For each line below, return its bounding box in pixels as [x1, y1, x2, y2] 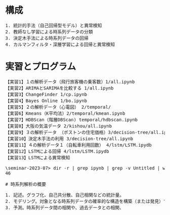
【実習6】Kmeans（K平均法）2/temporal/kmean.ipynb [5, 110, 125, 116]
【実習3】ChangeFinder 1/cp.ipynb [5, 92, 88, 97]
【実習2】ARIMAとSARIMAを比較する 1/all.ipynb [5, 85, 114, 91]
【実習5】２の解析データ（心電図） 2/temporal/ [5, 104, 111, 110]
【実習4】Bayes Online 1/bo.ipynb [5, 98, 88, 104]
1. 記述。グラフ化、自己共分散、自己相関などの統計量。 [5, 192, 124, 198]
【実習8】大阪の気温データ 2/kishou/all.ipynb [5, 123, 112, 129]
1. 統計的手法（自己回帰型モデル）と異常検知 [5, 22, 102, 28]
